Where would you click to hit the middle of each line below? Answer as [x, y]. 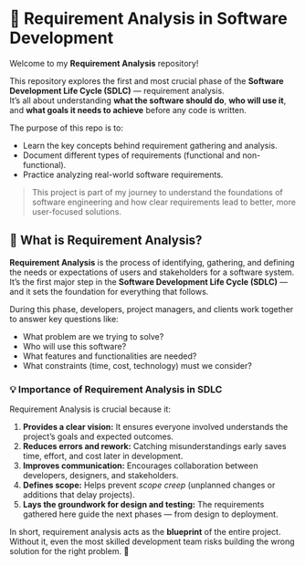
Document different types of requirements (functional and [131, 155]
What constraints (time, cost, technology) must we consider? [137, 365]
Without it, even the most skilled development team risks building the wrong [152, 541]
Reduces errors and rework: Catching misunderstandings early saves [154, 446]
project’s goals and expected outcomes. [98, 436]
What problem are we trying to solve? [93, 336]
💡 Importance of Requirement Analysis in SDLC [116, 389]
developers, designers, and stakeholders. [100, 476]
